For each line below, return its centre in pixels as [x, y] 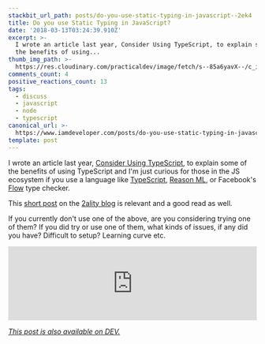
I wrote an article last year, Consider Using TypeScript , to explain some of [127, 163]
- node [26, 111]
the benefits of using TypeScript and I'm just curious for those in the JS [124, 171]
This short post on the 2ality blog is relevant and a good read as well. [120, 203]
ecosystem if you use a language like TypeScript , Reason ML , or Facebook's [132, 179]
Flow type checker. [39, 188]
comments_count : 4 [38, 74]
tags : [17, 89]
